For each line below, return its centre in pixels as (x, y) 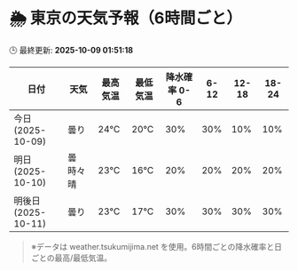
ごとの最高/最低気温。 (71, 258)
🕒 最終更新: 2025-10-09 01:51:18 (71, 50)
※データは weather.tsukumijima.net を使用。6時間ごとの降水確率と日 (156, 246)
